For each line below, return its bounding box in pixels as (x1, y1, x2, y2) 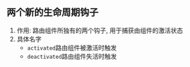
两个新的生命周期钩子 (6, 6, 98, 19)
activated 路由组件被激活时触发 (27, 44, 117, 52)
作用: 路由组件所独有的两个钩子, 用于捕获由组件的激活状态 (16, 26, 183, 35)
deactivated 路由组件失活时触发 (27, 52, 117, 60)
